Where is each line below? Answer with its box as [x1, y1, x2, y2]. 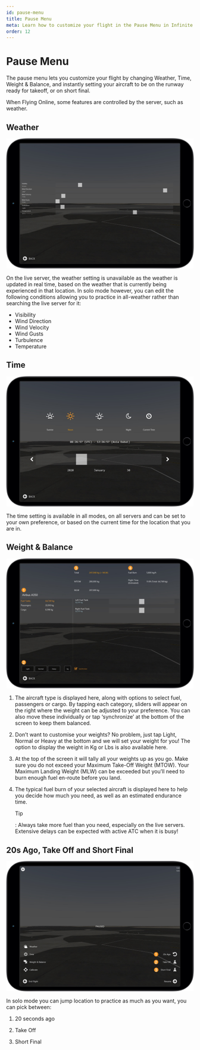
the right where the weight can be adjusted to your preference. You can [14, 707, 190, 714]
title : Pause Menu [6, 15, 52, 22]
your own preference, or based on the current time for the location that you [6, 518, 190, 526]
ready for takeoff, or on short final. [6, 87, 90, 95]
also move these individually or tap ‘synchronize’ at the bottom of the [14, 713, 185, 720]
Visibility [14, 311, 36, 318]
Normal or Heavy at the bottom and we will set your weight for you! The [14, 738, 190, 745]
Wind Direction [14, 317, 52, 324]
